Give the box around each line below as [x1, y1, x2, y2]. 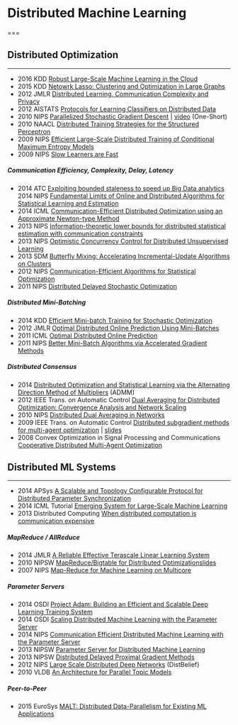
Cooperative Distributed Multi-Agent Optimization [17, 441, 163, 449]
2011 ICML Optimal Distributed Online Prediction [17, 331, 158, 340]
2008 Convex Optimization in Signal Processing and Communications [17, 433, 221, 441]
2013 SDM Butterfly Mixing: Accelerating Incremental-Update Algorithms [17, 252, 230, 260]
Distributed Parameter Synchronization [17, 494, 131, 503]
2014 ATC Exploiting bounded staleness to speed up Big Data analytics [17, 184, 225, 192]
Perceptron [17, 127, 51, 135]
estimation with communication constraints [17, 229, 144, 238]
